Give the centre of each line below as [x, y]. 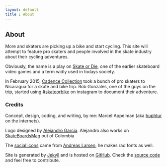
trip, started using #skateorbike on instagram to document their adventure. [82, 92]
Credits [14, 105]
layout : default [22, 10]
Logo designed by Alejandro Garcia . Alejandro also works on [67, 130]
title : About [20, 14]
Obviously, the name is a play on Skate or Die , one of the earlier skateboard [83, 66]
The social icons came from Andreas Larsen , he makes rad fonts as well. [80, 145]
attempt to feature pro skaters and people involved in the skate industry [79, 52]
